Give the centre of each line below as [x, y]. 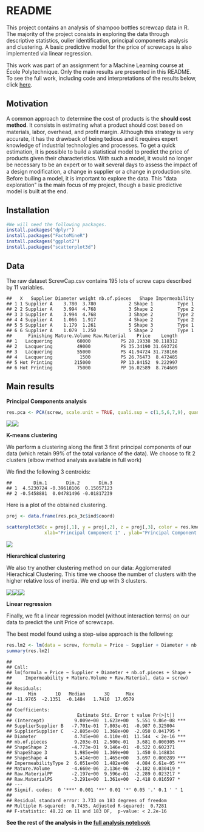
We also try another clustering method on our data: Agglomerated [89, 568]
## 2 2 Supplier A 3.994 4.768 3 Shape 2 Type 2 [100, 309]
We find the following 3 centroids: [49, 472]
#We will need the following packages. [57, 224]
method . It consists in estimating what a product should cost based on [95, 125]
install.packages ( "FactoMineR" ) [47, 236]
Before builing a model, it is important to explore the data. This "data [92, 178]
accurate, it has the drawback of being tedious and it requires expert [92, 138]
